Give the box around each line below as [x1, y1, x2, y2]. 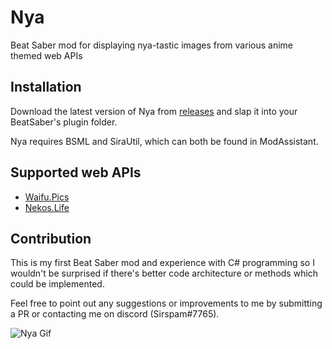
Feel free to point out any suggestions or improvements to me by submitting [10, 297, 323, 310]
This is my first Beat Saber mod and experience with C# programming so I [10, 257, 315, 269]
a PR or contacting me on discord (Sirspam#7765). [10, 308, 220, 320]
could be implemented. [10, 278, 105, 290]
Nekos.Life [24, 201, 70, 213]
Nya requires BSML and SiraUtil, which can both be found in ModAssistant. [10, 135, 319, 147]
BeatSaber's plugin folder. [10, 116, 118, 128]
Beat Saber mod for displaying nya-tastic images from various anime [10, 39, 293, 51]
